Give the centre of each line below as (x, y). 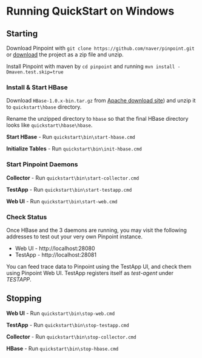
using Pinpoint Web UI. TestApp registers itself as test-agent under (90, 273)
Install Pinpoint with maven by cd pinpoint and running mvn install (91, 66)
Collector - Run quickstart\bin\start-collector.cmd (73, 178)
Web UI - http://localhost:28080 (55, 248)
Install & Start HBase (37, 87)
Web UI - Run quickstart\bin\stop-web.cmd (61, 313)
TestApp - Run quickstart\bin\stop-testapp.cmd (68, 325)
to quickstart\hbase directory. (44, 107)
